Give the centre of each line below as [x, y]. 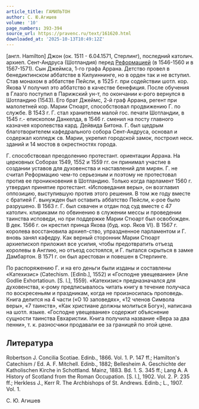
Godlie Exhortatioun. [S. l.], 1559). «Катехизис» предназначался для [91, 280]
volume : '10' [22, 23]
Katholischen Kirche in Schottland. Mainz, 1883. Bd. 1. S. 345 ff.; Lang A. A [97, 370]
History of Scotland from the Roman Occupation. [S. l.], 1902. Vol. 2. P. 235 [98, 376]
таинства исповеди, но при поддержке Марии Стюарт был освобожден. [98, 219]
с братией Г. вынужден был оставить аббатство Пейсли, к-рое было [93, 200]
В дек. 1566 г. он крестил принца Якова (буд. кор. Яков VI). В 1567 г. [92, 225]
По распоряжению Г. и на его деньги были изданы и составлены [89, 268]
